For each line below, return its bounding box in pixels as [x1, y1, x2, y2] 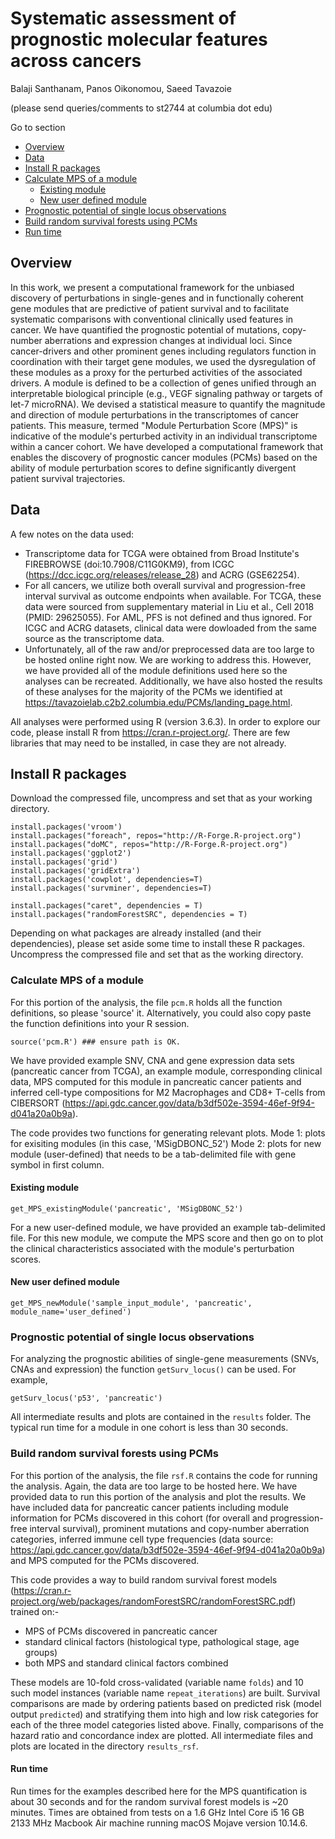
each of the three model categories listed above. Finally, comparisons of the [10, 1718, 324, 1731]
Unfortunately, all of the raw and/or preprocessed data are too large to [24, 643, 315, 655]
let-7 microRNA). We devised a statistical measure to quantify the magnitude [10, 398, 326, 410]
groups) [24, 1646, 58, 1658]
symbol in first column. [10, 1158, 105, 1171]
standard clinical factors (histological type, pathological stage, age [24, 1635, 300, 1647]
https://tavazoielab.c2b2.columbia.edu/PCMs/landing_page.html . [24, 696, 293, 708]
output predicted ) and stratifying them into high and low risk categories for [10, 1708, 319, 1720]
